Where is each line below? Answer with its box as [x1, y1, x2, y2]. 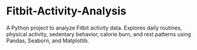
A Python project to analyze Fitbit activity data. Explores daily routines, [6, 24, 182, 31]
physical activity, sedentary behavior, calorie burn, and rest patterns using [6, 30, 192, 37]
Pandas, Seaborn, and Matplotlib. [6, 37, 89, 44]
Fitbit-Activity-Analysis [6, 4, 127, 18]
